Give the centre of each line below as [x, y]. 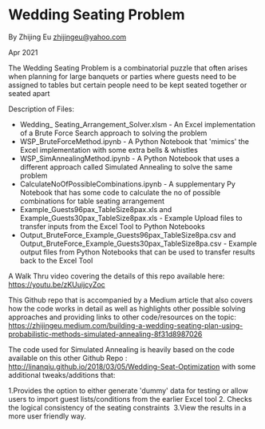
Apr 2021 [23, 52]
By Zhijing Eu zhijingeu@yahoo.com [67, 37]
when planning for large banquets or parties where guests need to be [123, 76]
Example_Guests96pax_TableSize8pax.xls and [96, 209]
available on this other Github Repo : [68, 358]
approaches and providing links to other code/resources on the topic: [123, 317]
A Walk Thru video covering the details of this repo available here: [117, 276]
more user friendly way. [47, 416]
